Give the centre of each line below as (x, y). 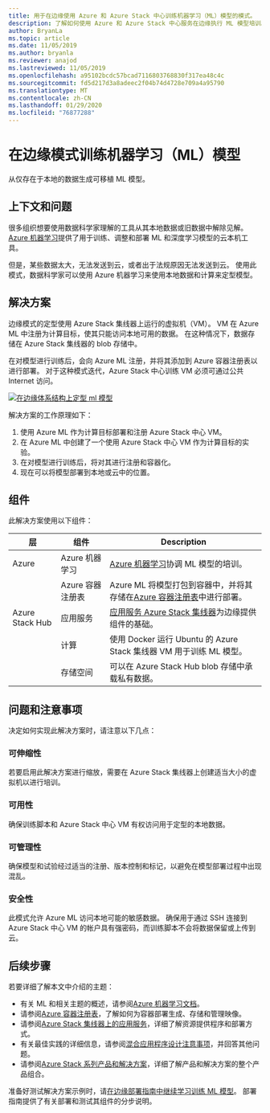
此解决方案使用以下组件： (51, 521)
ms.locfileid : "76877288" (51, 113)
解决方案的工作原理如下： (51, 415)
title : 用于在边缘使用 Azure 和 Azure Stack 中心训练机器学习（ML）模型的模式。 (132, 16)
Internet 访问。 (33, 381)
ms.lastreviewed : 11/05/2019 (57, 68)
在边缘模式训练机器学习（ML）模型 (125, 155)
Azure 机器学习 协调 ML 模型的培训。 (178, 564)
